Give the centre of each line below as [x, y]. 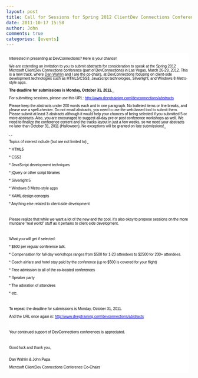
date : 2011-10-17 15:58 [35, 22]
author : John [22, 28]
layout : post [22, 12]
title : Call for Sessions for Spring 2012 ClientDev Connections [88, 17]
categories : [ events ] [33, 39]
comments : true [25, 34]
